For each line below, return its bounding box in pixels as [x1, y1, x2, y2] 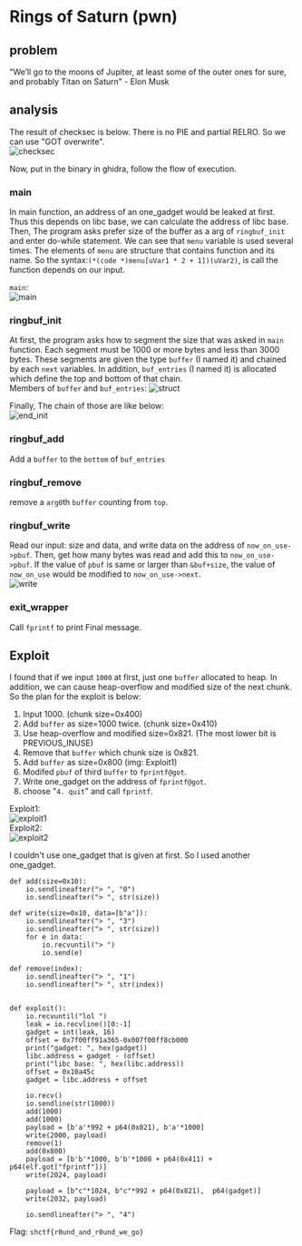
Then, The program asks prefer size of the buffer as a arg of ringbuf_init [9, 226, 286, 237]
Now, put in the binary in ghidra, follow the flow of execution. [9, 163, 238, 174]
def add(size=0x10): [9, 877, 88, 886]
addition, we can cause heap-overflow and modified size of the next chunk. [9, 682, 292, 693]
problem [9, 43, 58, 58]
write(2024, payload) [25, 1171, 107, 1180]
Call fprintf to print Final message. [9, 621, 142, 632]
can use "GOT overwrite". [9, 136, 105, 147]
